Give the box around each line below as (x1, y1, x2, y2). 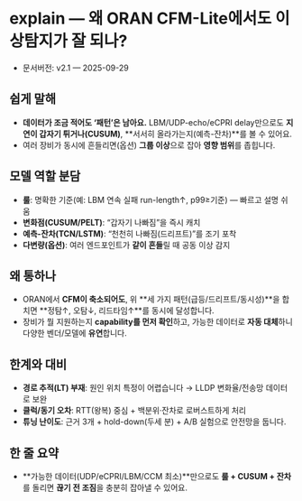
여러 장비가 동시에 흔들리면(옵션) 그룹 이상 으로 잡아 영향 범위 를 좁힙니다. (22, 139, 276, 150)
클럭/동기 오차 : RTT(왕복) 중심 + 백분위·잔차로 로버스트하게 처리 (22, 405, 246, 416)
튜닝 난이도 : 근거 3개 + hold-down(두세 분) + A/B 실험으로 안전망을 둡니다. (22, 416, 287, 427)
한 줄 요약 (9, 445, 59, 460)
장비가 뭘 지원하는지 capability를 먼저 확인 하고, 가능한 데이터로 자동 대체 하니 (22, 317, 293, 328)
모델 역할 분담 (9, 169, 81, 184)
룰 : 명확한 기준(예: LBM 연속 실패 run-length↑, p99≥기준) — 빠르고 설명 (22, 194, 279, 205)
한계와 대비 (9, 357, 68, 372)
